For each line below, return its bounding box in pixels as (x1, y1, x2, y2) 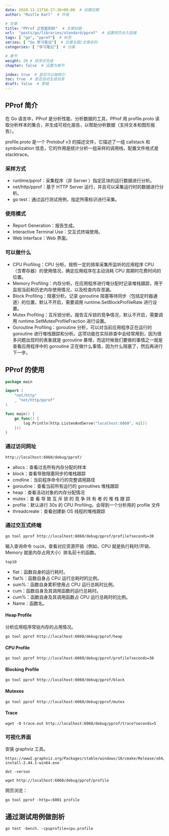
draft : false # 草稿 (5, 81, 49, 87)
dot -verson (5, 769, 30, 775)
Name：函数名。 (12, 600, 47, 606)
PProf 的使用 (5, 366, 45, 374)
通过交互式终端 (5, 522, 42, 529)
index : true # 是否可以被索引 (5, 72, 65, 77)
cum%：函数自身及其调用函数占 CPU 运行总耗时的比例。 (12, 594, 131, 600)
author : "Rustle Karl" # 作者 (5, 12, 69, 17)
